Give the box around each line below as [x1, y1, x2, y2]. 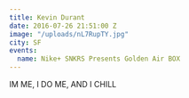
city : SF [9, 37, 42, 47]
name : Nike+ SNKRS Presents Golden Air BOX [17, 54, 180, 63]
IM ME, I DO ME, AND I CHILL [9, 79, 117, 89]
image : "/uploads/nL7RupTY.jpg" [9, 29, 129, 38]
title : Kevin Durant [9, 12, 86, 22]
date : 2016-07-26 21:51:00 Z [9, 21, 117, 30]
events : [9, 46, 38, 55]
